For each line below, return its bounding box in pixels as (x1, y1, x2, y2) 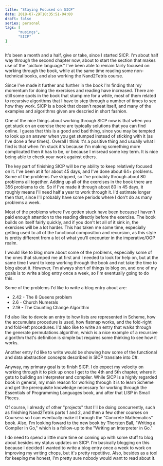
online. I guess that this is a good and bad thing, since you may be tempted (5, 128, 156, 134)
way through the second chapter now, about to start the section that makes (5, 57, 156, 63)
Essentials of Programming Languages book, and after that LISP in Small (5, 390, 150, 395)
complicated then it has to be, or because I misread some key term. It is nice (5, 149, 158, 154)
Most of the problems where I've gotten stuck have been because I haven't (5, 209, 156, 215)
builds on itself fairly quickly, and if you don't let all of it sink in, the (5, 219, 139, 225)
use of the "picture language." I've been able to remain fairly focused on (5, 62, 150, 68)
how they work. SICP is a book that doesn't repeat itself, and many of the (5, 103, 151, 109)
